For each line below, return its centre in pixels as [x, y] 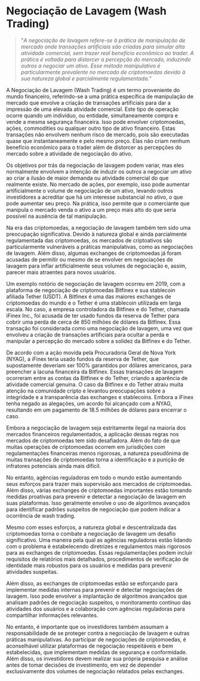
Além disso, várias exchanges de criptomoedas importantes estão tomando [99, 490]
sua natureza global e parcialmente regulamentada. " [86, 78]
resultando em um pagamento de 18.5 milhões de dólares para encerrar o [96, 410]
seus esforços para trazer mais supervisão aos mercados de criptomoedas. [99, 484]
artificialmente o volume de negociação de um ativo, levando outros [90, 190]
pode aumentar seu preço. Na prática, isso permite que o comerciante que [98, 203]
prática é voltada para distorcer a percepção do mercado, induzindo [106, 59]
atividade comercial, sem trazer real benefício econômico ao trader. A [107, 53]
